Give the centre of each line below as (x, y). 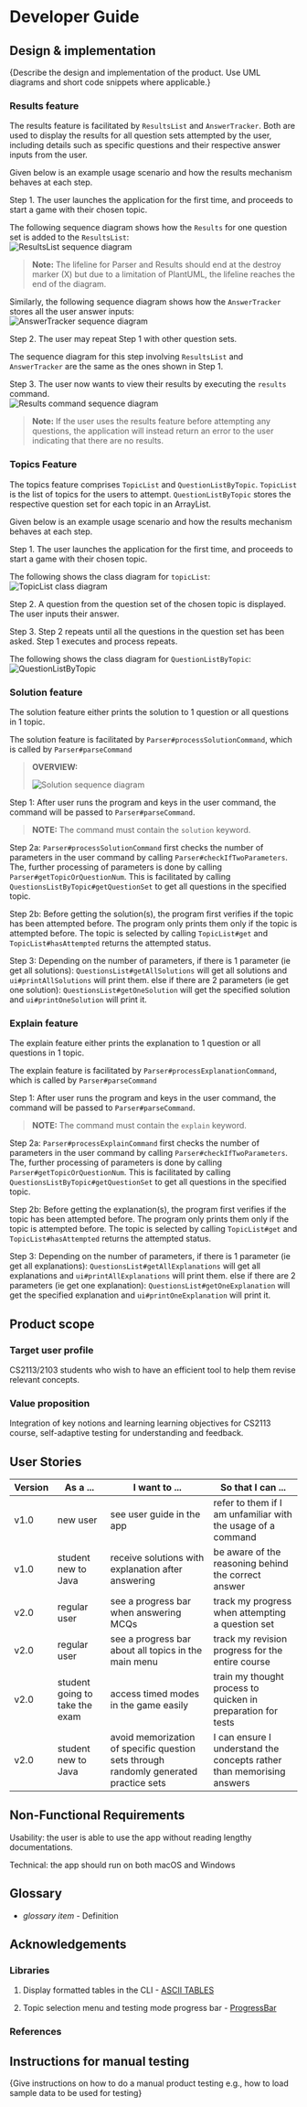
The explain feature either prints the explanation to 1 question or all (135, 1043)
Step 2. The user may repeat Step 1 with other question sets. (123, 339)
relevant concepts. (45, 1379)
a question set (243, 1623)
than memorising (249, 1771)
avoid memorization (153, 1737)
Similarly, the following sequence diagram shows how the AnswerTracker (145, 302)
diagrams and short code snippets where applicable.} (110, 82)
